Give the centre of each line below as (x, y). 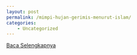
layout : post (23, 12)
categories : (21, 23)
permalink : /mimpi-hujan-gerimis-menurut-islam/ (69, 17)
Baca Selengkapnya (31, 45)
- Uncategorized (38, 28)
